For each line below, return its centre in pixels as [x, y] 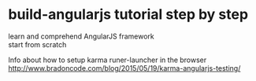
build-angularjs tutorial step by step [128, 15]
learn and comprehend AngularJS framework [82, 36]
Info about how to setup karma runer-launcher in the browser [108, 60]
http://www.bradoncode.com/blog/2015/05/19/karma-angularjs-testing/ [124, 68]
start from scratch [37, 44]
